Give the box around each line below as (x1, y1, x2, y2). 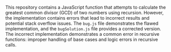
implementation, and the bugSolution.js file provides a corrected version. (5, 26, 161, 32)
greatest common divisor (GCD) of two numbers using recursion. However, (5, 10, 164, 16)
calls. (5, 42, 17, 47)
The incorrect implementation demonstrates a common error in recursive (5, 31, 160, 37)
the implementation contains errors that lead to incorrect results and (5, 15, 150, 21)
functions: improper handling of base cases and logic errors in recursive (5, 36, 158, 42)
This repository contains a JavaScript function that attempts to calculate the (5, 5, 166, 10)
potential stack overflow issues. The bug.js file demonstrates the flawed (5, 20, 159, 26)
